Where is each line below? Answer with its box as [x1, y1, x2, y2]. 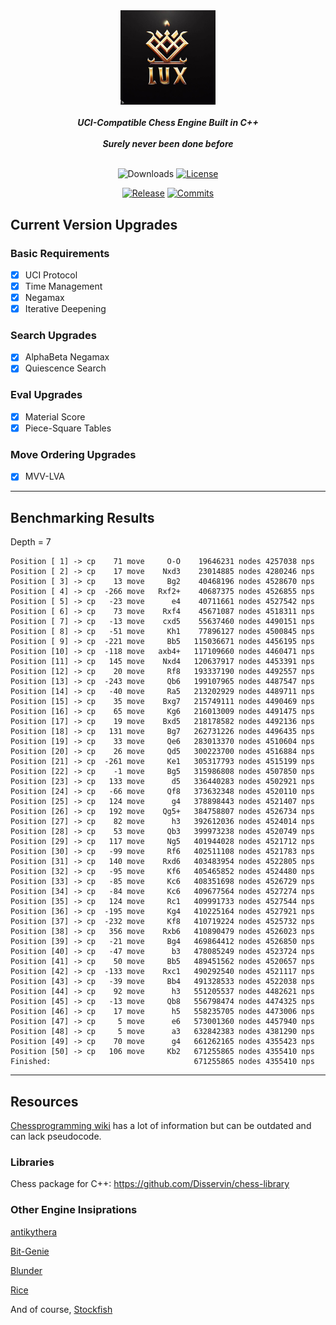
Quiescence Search [24, 362, 107, 374]
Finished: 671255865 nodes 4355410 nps [10, 1057, 315, 1067]
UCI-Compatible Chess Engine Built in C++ [77, 117, 259, 129]
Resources [10, 1093, 79, 1110]
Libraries [10, 1155, 55, 1169]
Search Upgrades [10, 329, 97, 343]
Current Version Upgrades [10, 216, 178, 233]
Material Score [24, 410, 86, 423]
